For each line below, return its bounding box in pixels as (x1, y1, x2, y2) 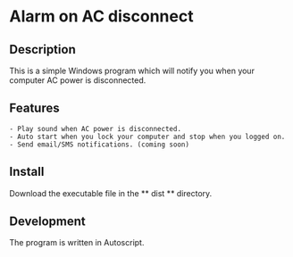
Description (9, 42, 76, 57)
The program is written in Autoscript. (9, 237, 145, 248)
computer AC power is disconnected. (9, 75, 146, 86)
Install (9, 164, 45, 179)
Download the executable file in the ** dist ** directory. (9, 187, 213, 198)
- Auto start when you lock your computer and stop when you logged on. (9, 132, 286, 141)
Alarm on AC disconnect (9, 6, 194, 27)
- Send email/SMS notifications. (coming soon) (9, 140, 190, 149)
